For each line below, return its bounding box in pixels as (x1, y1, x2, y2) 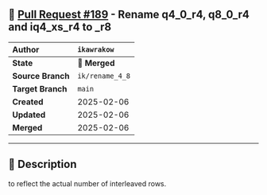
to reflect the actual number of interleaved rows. (8, 178, 167, 188)
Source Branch (12, 70, 70, 81)
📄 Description (8, 158, 77, 171)
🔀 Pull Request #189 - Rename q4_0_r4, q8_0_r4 (8, 8, 250, 21)
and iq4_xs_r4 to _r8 (8, 21, 112, 34)
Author (12, 44, 40, 55)
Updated (12, 109, 46, 120)
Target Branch (12, 83, 68, 94)
